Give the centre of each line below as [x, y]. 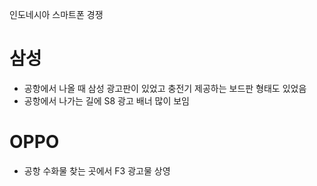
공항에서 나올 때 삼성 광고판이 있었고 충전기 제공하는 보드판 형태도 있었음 [165, 88]
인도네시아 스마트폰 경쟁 [56, 14]
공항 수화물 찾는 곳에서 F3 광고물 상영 [97, 170]
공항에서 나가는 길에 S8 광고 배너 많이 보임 [106, 100]
